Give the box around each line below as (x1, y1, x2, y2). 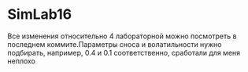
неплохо (7, 56, 36, 66)
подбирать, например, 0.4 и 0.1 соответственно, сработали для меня (7, 48, 241, 57)
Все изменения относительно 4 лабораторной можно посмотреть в (7, 31, 237, 41)
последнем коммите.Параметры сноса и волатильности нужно (7, 39, 222, 49)
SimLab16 (7, 5, 72, 23)
